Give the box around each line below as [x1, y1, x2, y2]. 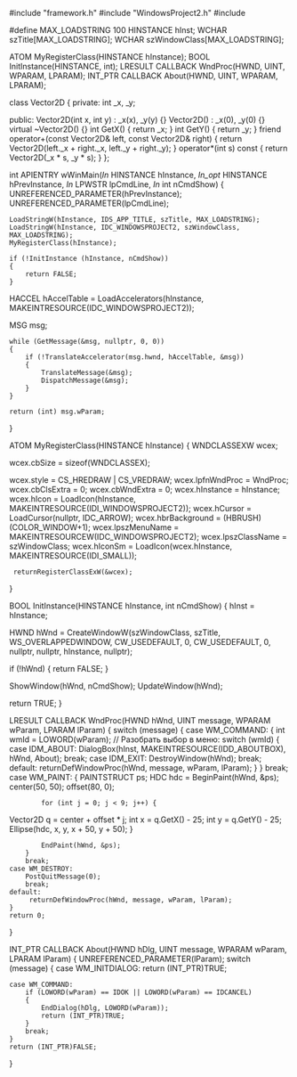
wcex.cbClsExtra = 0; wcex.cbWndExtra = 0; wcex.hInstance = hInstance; [9, 485, 280, 494]
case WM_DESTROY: [9, 864, 74, 873]
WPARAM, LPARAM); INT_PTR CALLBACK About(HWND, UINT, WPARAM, [9, 70, 278, 81]
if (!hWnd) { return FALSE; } [9, 664, 109, 673]
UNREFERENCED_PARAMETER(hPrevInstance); [9, 189, 182, 199]
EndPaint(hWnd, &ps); [41, 841, 122, 850]
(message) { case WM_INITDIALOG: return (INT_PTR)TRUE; [9, 963, 228, 974]
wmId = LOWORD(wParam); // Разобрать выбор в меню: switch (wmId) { [9, 734, 280, 745]
